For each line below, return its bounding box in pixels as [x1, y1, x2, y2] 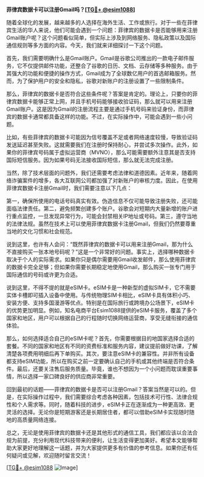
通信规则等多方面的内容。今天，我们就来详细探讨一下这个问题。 [6, 42, 166, 49]
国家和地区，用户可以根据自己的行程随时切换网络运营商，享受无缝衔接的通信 [6, 314, 198, 321]
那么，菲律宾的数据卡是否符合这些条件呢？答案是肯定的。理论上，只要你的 [6, 91, 192, 97]
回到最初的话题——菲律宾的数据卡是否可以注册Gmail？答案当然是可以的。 [6, 386, 191, 393]
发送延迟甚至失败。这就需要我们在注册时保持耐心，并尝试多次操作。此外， [6, 141, 192, 148]
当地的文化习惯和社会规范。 [6, 228, 76, 235]
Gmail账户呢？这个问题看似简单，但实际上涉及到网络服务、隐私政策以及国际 [6, 34, 196, 41]
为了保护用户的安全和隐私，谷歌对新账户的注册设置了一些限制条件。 [16, 77, 187, 84]
